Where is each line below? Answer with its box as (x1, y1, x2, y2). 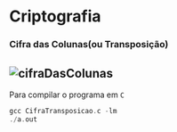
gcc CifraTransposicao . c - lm (9, 106, 117, 115)
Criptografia (9, 6, 101, 27)
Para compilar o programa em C (9, 89, 125, 100)
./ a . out (9, 114, 38, 124)
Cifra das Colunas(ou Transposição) (9, 38, 169, 51)
